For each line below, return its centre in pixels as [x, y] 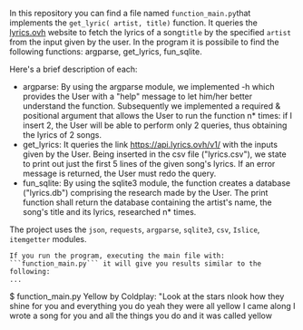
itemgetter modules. [49, 239]
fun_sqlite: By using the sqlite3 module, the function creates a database [156, 183]
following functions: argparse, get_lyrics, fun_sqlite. [106, 52]
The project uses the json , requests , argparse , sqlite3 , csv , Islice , [135, 229]
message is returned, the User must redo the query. [119, 173]
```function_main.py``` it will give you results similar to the [135, 264]
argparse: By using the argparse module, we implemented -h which [148, 87]
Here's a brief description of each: [73, 69]
